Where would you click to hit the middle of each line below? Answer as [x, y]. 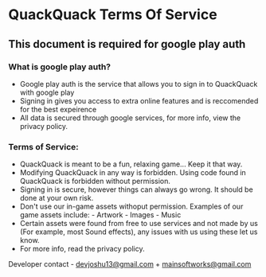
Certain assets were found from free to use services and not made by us [139, 224]
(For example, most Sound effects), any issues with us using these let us [139, 232]
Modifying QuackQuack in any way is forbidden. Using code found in [133, 173]
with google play [47, 92]
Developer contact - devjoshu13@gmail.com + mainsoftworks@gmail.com [130, 264]
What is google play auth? [60, 67]
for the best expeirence [58, 109]
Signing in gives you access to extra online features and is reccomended [139, 100]
